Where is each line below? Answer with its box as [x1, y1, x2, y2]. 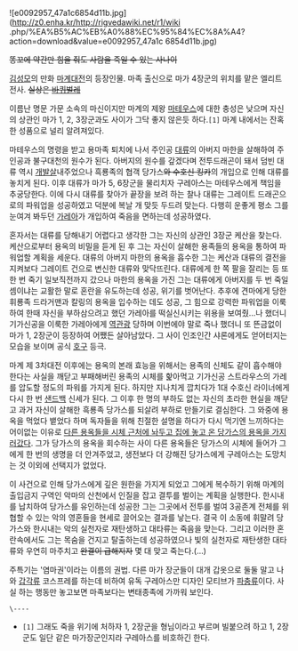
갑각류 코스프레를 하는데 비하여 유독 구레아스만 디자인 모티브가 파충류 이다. [18, 575, 276, 586]
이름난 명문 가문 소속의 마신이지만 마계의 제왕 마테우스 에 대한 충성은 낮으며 [9, 103, 269, 114]
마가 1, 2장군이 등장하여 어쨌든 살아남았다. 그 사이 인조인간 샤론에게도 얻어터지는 [9, 330, 287, 341]
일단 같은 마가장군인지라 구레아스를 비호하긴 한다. [38, 632, 211, 643]
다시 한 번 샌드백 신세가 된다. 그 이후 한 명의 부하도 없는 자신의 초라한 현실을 [9, 393, 272, 404]
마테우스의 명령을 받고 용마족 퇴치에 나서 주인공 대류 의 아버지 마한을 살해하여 [9, 144, 276, 155]
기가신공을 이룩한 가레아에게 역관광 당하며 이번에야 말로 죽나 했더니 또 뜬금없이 [9, 319, 283, 329]
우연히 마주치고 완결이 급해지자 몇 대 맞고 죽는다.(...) [25, 546, 207, 556]
